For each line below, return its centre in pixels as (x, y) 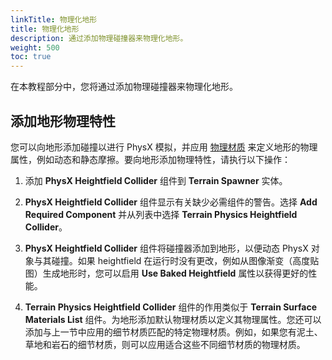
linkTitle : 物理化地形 (54, 19)
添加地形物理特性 (63, 121)
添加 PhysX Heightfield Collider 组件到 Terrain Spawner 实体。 (156, 180)
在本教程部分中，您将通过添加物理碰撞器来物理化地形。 (124, 87)
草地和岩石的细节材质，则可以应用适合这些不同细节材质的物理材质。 (165, 344)
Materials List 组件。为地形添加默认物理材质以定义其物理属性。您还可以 (173, 319)
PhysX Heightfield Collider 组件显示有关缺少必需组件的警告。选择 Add (171, 202)
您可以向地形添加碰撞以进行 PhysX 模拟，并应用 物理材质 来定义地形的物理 (164, 147)
